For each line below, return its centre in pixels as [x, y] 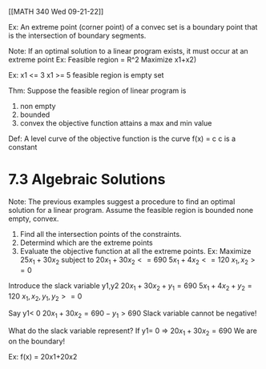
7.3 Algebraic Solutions [87, 180]
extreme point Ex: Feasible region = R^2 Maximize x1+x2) [103, 60]
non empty [38, 106]
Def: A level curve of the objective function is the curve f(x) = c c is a [122, 138]
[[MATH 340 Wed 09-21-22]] [56, 12]
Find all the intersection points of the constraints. [101, 234]
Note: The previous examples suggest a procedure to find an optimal [122, 201]
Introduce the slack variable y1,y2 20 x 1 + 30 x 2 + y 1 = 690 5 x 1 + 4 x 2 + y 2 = [130, 286]
